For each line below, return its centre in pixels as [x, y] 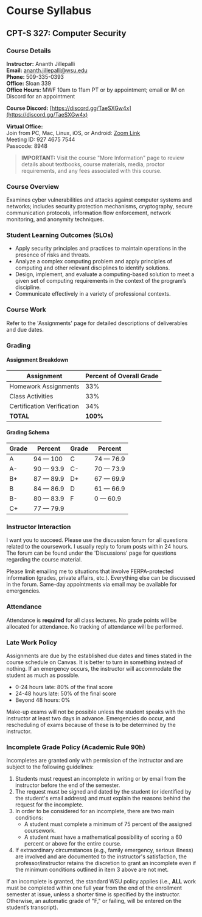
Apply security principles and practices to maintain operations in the [101, 249]
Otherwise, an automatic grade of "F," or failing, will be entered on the [94, 901]
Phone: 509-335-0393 [35, 76]
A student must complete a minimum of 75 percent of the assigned [108, 824]
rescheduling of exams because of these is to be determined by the [91, 725]
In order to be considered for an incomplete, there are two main [95, 811]
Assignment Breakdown [37, 360]
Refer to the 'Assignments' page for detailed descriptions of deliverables [97, 323]
